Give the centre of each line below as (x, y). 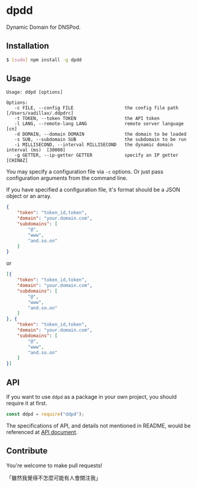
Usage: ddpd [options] (35, 92)
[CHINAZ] (17, 161)
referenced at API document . (42, 432)
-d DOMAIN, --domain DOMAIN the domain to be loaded (100, 135)
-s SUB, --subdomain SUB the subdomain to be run (100, 140)
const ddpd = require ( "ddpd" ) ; (45, 414)
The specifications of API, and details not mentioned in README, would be (98, 425)
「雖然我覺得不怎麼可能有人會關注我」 (53, 477)
